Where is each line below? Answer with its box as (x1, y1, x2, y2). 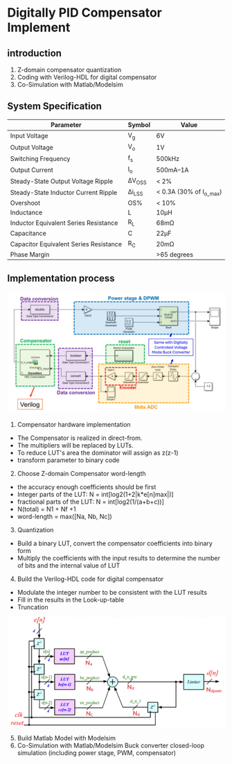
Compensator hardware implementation (17, 420, 131, 428)
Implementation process (7, 272, 116, 284)
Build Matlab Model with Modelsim (17, 733, 116, 742)
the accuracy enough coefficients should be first (17, 482, 157, 491)
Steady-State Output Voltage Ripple (10, 177, 113, 185)
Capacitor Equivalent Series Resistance (10, 239, 123, 248)
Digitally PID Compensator (7, 5, 163, 21)
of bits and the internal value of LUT (17, 561, 121, 570)
